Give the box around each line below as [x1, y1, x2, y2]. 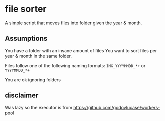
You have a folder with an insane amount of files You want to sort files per [5, 47, 157, 53]
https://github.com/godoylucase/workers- [73, 104, 160, 110]
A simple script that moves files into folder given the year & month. [5, 20, 142, 26]
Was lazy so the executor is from [5, 104, 72, 110]
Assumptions [5, 34, 48, 43]
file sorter [5, 3, 47, 15]
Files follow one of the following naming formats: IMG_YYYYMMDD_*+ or [5, 62, 146, 68]
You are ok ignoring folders [5, 76, 61, 83]
